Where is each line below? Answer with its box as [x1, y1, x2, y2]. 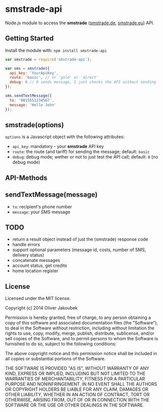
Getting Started [5, 34, 54, 43]
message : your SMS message [12, 209, 70, 215]
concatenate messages [12, 257, 60, 263]
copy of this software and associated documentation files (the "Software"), [5, 320, 159, 326]
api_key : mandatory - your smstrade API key [12, 144, 104, 150]
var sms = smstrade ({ [5, 66, 50, 71]
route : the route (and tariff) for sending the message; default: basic [12, 149, 150, 154]
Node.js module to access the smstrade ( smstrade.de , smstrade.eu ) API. [5, 20, 155, 26]
